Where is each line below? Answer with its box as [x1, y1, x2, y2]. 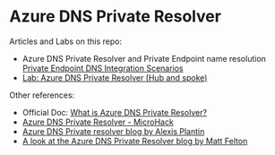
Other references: [9, 90, 75, 100]
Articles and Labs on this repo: [9, 36, 123, 47]
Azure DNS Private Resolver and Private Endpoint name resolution [21, 53, 267, 64]
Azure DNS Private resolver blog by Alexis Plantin [21, 125, 205, 136]
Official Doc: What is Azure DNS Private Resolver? [21, 107, 208, 117]
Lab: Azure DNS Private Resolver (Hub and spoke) [21, 72, 208, 82]
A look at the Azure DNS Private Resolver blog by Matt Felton [21, 135, 248, 146]
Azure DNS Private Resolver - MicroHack [21, 116, 175, 127]
